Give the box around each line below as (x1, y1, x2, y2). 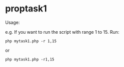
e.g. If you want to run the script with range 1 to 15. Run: (5, 29, 120, 35)
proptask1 (5, 3, 47, 14)
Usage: (5, 19, 20, 25)
